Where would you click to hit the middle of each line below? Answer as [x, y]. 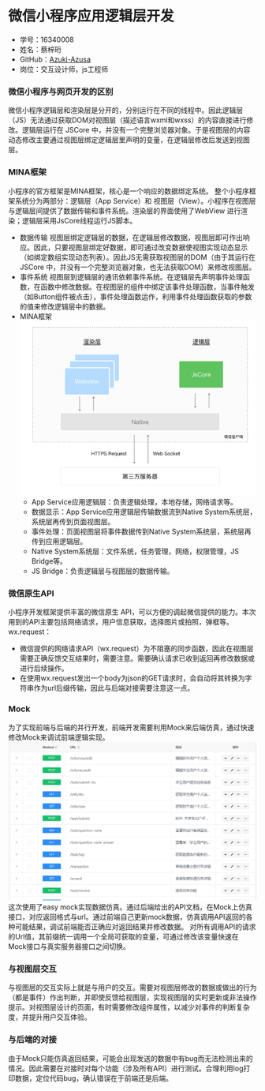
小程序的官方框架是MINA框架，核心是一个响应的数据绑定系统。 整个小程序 [129, 191]
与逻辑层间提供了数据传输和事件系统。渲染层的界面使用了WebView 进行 [125, 211]
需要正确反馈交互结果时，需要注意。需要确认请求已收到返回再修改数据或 [137, 658]
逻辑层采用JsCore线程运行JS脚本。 [79, 220]
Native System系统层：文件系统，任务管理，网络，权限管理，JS [135, 551]
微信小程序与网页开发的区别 [61, 92]
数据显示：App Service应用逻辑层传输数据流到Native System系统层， [144, 512]
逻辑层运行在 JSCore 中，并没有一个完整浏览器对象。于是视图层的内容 [136, 130]
